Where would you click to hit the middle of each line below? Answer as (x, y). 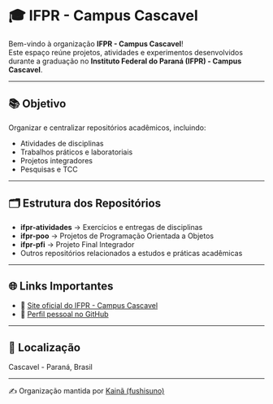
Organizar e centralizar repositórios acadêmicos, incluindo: (107, 128)
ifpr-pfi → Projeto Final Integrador (77, 244)
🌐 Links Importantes (61, 286)
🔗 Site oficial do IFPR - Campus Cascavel (89, 306)
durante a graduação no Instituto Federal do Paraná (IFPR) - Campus (125, 61)
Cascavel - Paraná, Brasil (51, 367)
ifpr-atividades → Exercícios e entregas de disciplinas (111, 227)
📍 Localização (45, 348)
